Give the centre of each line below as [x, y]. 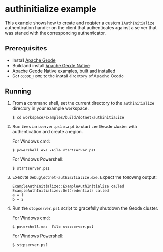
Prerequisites [26, 48]
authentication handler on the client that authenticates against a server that [81, 27]
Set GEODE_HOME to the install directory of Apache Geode [68, 76]
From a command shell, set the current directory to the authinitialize [83, 103]
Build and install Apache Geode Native [51, 65]
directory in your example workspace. [50, 108]
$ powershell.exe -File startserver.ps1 [54, 150]
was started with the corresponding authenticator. [56, 33]
